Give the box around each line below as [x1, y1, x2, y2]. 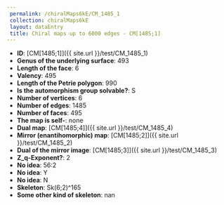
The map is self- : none [16, 117, 84, 125]
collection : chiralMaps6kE [9, 17, 89, 24]
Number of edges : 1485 [16, 101, 87, 110]
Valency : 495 [16, 72, 57, 80]
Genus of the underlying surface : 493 [16, 57, 129, 65]
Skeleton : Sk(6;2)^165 [16, 183, 81, 192]
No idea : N [16, 176, 48, 185]
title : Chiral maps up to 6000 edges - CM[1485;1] [9, 29, 161, 37]
